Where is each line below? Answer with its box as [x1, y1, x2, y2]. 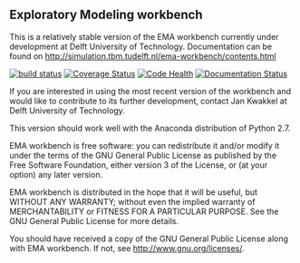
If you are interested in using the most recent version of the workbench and [9, 85, 292, 96]
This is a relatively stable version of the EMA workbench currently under [9, 31, 279, 42]
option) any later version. [9, 169, 102, 180]
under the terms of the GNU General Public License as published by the [9, 150, 277, 161]
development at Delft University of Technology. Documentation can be [9, 41, 273, 52]
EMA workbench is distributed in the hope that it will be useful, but [9, 186, 258, 198]
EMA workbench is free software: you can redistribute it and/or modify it [9, 140, 280, 151]
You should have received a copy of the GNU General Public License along [9, 233, 288, 244]
